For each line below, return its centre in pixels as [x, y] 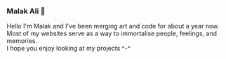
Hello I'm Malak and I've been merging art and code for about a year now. [113, 26]
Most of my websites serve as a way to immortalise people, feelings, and [112, 33]
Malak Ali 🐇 [26, 11]
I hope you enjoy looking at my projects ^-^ [69, 49]
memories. [22, 41]
